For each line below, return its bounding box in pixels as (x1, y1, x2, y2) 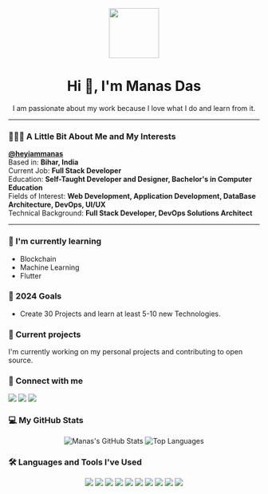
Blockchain (19, 254, 57, 263)
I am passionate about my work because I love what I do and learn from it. (12, 103, 256, 113)
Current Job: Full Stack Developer (8, 166, 122, 176)
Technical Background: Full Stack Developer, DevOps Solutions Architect (8, 208, 253, 218)
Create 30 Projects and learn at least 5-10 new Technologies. (19, 309, 221, 318)
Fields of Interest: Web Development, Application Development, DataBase (8, 192, 257, 201)
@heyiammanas (8, 149, 64, 159)
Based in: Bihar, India (8, 157, 79, 167)
